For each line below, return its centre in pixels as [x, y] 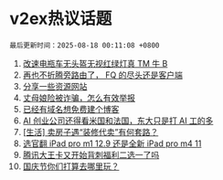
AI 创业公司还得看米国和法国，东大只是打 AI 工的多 [118, 121]
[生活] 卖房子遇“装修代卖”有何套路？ [90, 132]
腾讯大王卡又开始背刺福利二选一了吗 [91, 154]
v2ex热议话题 [61, 19]
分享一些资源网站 [55, 86]
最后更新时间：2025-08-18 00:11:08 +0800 [85, 45]
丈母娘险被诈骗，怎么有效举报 [79, 98]
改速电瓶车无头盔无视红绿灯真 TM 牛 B [95, 63]
